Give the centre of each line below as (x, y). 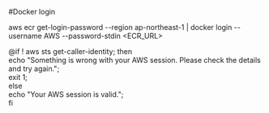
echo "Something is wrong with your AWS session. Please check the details (135, 60)
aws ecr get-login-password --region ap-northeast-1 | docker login (120, 27)
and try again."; (34, 69)
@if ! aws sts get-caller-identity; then (70, 51)
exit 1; (18, 77)
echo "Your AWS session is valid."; (66, 94)
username (25, 36)
